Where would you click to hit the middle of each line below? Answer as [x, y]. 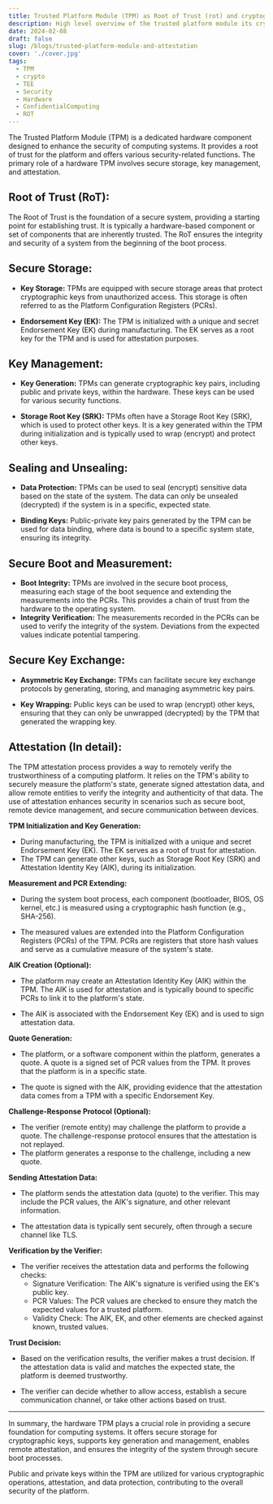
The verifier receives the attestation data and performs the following [134, 1266]
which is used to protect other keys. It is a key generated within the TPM [141, 425]
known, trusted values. [70, 1327]
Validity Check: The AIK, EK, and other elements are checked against [147, 1318]
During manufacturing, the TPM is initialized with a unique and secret [136, 841]
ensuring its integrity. [56, 538]
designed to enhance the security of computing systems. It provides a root [133, 146]
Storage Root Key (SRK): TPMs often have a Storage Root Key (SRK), [136, 416]
